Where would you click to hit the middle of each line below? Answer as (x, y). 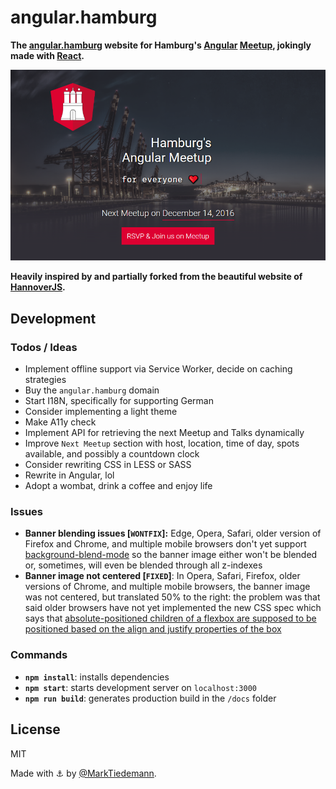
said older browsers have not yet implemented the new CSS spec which (173, 608)
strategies (45, 380)
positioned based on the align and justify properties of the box (153, 629)
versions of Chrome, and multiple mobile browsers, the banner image (167, 587)
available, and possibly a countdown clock (112, 454)
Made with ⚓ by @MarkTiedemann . (83, 773)
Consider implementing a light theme (101, 412)
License (35, 729)
